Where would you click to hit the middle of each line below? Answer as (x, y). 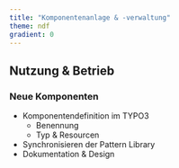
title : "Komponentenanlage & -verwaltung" (90, 18)
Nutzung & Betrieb (62, 71)
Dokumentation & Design (68, 155)
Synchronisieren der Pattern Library (89, 145)
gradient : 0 (31, 34)
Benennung (57, 126)
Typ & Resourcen (67, 135)
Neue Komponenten (54, 96)
